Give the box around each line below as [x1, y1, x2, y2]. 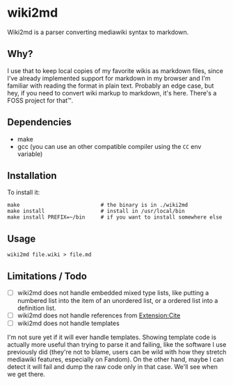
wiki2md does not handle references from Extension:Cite [17, 311, 181, 320]
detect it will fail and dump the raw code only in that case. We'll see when [7, 363, 218, 371]
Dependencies [7, 116, 72, 128]
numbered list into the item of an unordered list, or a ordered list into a [17, 297, 218, 305]
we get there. [7, 370, 45, 379]
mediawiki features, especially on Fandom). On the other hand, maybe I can [7, 355, 224, 363]
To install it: [7, 188, 40, 196]
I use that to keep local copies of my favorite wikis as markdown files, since [7, 66, 224, 74]
